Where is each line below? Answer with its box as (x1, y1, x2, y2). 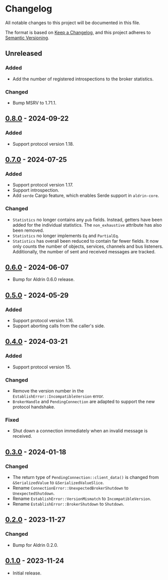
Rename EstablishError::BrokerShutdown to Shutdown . (12, 501, 125, 507)
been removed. (12, 227, 44, 233)
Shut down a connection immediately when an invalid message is (12, 428, 148, 434)
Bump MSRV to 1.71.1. (12, 100, 57, 106)
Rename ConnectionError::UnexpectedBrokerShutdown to (12, 485, 129, 491)
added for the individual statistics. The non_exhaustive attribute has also (12, 222, 162, 228)
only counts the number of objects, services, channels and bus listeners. (12, 243, 163, 249)
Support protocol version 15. (12, 364, 71, 370)
